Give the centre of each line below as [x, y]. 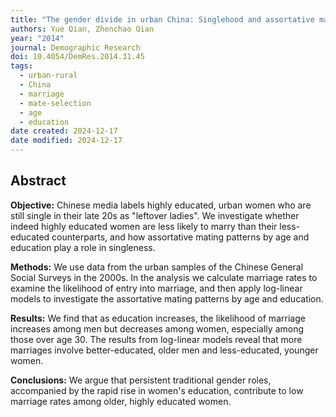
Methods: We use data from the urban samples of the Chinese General [157, 267]
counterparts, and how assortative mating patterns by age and [180, 237]
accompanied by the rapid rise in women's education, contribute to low [157, 390]
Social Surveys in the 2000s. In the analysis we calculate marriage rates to [164, 277]
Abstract [38, 181]
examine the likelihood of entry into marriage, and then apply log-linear [156, 288]
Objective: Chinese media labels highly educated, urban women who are [161, 205]
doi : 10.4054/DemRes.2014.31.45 [77, 57]
